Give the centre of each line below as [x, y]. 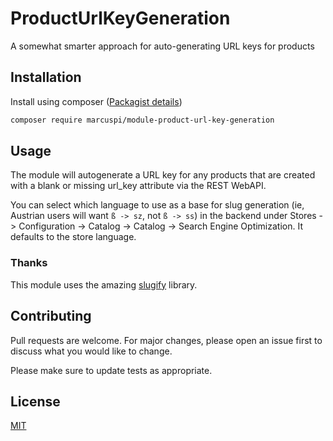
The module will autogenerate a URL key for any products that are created [163, 175]
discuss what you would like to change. [91, 351]
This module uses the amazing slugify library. [104, 284]
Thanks [29, 263]
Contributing [51, 316]
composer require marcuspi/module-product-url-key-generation [142, 120]
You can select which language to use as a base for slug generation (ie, [157, 205]
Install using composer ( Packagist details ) [96, 101]
